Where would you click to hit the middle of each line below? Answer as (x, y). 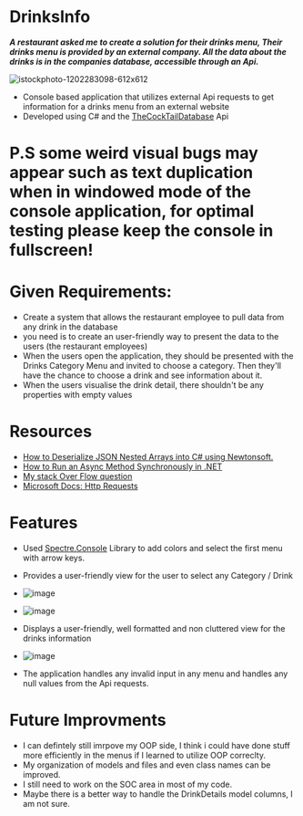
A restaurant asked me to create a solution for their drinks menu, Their (146, 42)
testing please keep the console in (141, 231)
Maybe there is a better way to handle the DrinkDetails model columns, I (157, 794)
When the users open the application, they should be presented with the (158, 356)
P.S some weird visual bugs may (134, 153)
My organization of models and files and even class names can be (146, 765)
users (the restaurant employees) (85, 346)
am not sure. (46, 803)
